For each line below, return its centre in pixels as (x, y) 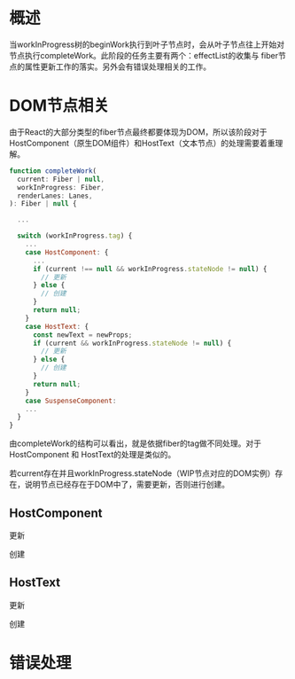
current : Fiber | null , (61, 179)
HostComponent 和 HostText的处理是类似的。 (93, 455)
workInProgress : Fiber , (61, 187)
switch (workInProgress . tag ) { (75, 236)
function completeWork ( (53, 171)
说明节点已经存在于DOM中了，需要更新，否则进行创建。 (127, 485)
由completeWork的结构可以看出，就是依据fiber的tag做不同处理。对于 (135, 443)
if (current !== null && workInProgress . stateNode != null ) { (150, 269)
